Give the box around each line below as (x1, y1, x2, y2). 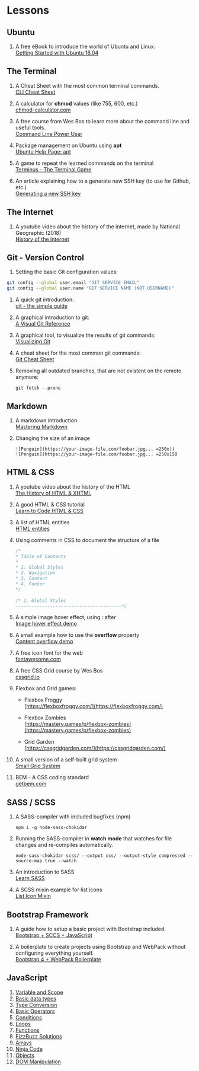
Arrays (15, 1039, 32, 1046)
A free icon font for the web (15, 649, 84, 656)
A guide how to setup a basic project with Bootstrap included (15, 926, 165, 933)
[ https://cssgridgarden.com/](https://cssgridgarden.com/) (24, 745, 166, 752)
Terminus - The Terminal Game (15, 165, 92, 173)
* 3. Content (15, 576, 48, 582)
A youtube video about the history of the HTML (15, 483, 131, 490)
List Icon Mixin (15, 893, 51, 900)
